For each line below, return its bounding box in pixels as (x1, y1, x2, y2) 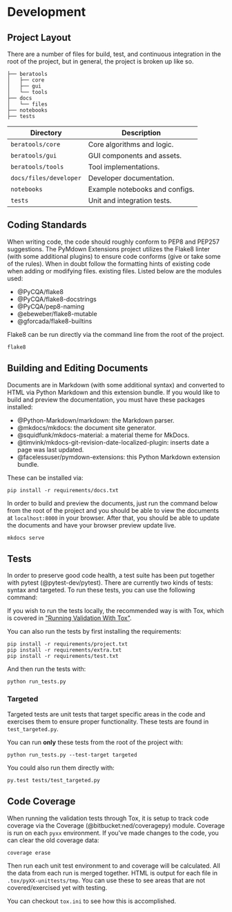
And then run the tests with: (7, 665, 86, 673)
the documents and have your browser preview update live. (7, 521, 176, 529)
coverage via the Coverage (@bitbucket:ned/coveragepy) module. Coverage (7, 821, 225, 829)
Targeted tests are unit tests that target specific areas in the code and (7, 710, 206, 718)
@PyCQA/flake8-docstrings (17, 295, 97, 303)
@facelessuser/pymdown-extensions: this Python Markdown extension (17, 453, 220, 461)
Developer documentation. (88, 173, 175, 183)
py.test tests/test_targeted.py (7, 777, 100, 784)
